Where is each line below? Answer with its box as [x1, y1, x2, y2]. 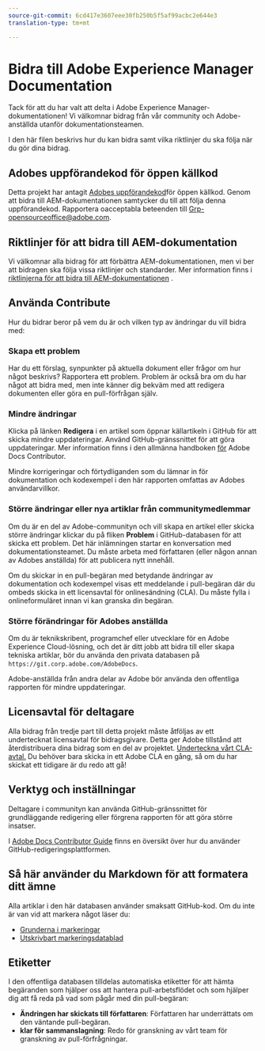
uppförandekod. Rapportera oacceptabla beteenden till [8, 204, 187, 214]
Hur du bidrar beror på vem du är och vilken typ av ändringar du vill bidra [8, 317, 247, 327]
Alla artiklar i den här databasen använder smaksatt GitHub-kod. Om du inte [8, 901, 256, 910]
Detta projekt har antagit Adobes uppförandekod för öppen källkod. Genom [8, 188, 251, 197]
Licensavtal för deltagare [8, 705, 134, 719]
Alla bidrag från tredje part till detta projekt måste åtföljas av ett [8, 726, 214, 736]
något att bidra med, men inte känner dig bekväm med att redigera [8, 381, 225, 390]
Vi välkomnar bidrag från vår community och [69, 112, 215, 121]
